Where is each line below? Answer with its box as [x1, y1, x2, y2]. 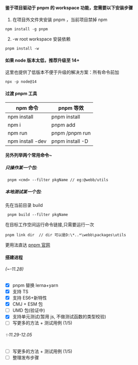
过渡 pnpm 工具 [5, 91, 37, 96]
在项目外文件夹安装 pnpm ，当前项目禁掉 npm [12, 17, 107, 23]
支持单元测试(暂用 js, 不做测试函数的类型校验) [12, 313, 106, 320]
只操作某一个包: [5, 164, 37, 170]
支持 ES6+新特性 [12, 295, 47, 301]
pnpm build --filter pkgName [7, 212, 68, 217]
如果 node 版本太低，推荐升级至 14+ [5, 57, 80, 63]
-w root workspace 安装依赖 [12, 36, 71, 42]
